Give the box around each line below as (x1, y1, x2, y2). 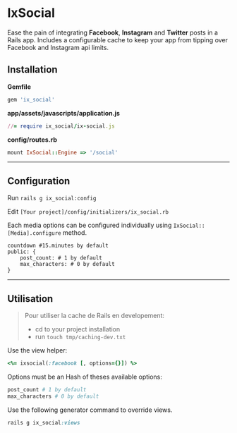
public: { (7, 248, 37, 255)
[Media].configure (7, 230, 61, 237)
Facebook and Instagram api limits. (7, 43, 109, 51)
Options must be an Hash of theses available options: (7, 372, 162, 381)
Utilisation (7, 293, 54, 305)
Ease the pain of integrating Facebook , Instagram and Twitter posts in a (7, 28, 219, 37)
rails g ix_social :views (7, 419, 80, 426)
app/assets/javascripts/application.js (7, 109, 120, 117)
